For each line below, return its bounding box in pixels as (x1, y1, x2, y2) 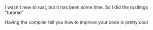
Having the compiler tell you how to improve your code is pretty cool (5, 19, 148, 25)
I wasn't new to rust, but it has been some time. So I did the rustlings (5, 4, 148, 10)
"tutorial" (5, 9, 24, 15)
